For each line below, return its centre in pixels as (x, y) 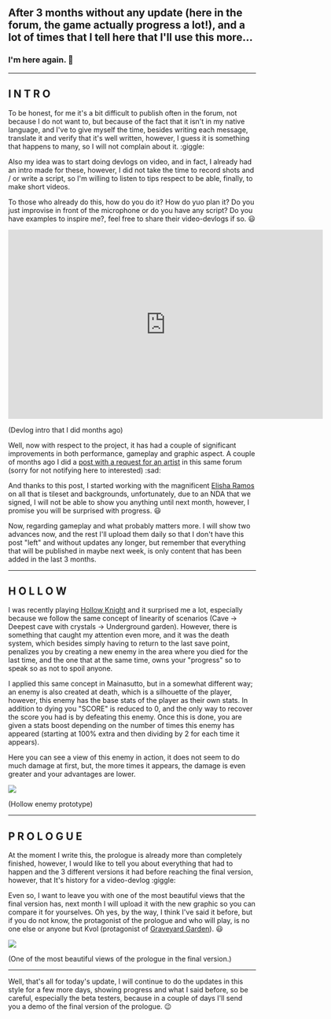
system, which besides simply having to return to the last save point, (119, 643)
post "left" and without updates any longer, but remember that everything (127, 543)
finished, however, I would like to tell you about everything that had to (121, 863)
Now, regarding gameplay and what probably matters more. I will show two (129, 525)
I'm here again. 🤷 (41, 60)
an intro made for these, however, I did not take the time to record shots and (131, 170)
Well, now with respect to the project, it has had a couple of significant (122, 445)
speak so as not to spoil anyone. (61, 668)
